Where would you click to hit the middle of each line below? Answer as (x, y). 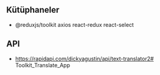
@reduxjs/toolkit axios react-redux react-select (74, 24)
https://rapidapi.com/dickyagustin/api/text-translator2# (84, 59)
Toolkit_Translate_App (43, 65)
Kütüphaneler (33, 10)
